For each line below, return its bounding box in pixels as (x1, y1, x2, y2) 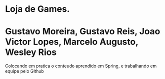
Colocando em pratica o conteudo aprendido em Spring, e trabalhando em (5, 63, 157, 69)
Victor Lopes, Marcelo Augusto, (5, 36, 138, 48)
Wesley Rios (5, 47, 57, 58)
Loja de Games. (5, 3, 70, 15)
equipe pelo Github (5, 68, 44, 74)
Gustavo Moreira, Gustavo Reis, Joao (5, 26, 161, 37)
